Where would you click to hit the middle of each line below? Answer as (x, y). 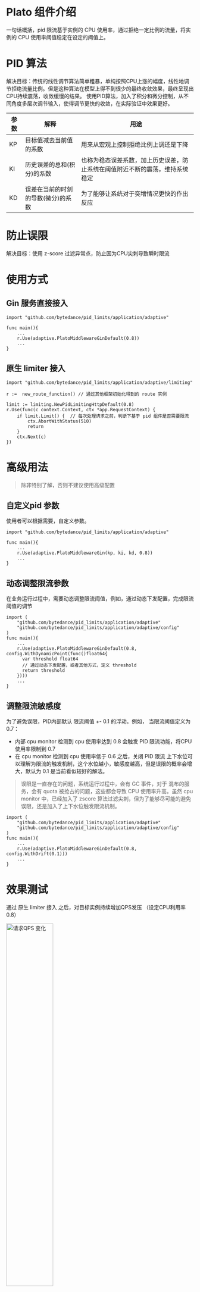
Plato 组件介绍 (41, 12)
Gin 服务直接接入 (37, 303)
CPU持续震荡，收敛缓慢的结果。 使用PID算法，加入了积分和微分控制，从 (95, 96)
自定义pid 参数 (33, 506)
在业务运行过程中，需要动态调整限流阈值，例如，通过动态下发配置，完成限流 (100, 599)
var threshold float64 (50, 659)
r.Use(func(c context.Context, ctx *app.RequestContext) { (81, 409)
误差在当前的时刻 (49, 189)
